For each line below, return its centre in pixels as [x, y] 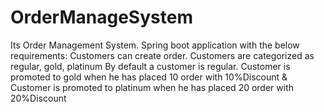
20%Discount [38, 98]
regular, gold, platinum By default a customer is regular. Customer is [150, 66]
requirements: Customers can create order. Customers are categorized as [162, 55]
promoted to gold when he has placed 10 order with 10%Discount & [149, 77]
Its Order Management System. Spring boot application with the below [155, 45]
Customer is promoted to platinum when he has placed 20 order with [152, 87]
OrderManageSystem [101, 17]
